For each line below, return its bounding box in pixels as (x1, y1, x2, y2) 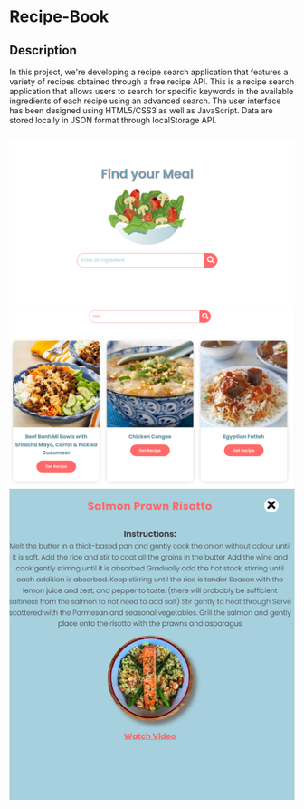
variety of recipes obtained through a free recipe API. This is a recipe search (9, 76, 295, 87)
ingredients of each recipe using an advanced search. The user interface (9, 95, 281, 106)
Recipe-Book (9, 6, 109, 27)
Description (9, 43, 77, 58)
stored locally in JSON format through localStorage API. (9, 115, 217, 125)
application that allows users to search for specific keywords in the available (9, 86, 294, 96)
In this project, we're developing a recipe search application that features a (9, 66, 289, 77)
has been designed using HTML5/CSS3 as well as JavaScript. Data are (9, 105, 273, 115)
